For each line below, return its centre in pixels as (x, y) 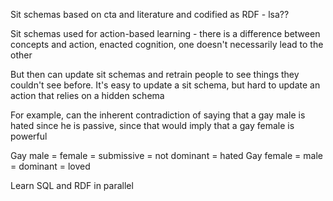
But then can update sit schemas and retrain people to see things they (155, 74)
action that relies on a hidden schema (87, 95)
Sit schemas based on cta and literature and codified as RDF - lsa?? (150, 14)
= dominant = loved (50, 166)
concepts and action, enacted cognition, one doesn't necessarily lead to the (167, 44)
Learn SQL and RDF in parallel (72, 185)
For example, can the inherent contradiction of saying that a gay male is (158, 115)
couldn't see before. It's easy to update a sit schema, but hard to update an (165, 85)
